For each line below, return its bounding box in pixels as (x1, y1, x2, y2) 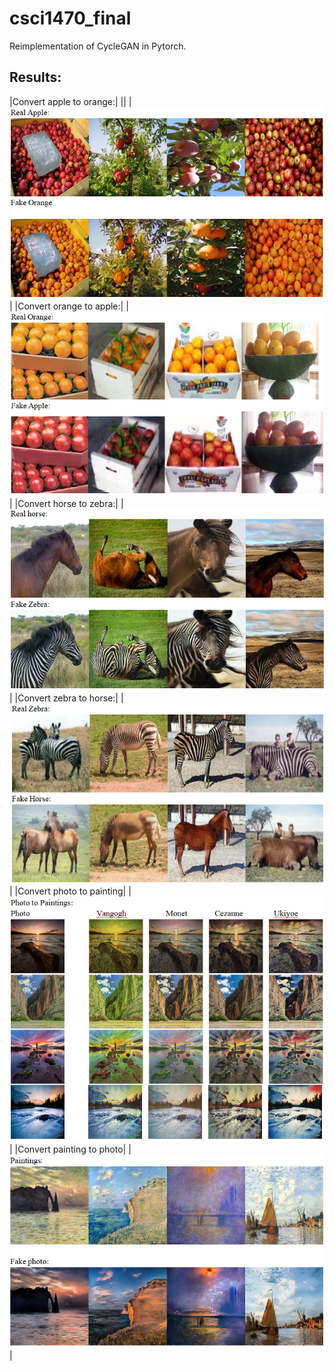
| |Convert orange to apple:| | (9, 300, 129, 312)
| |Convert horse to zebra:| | (9, 498, 124, 510)
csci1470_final (9, 7, 132, 30)
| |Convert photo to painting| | (9, 885, 132, 897)
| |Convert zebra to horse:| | (9, 692, 124, 704)
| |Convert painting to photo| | (9, 1143, 132, 1156)
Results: (9, 69, 62, 86)
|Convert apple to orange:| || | (9, 95, 132, 107)
